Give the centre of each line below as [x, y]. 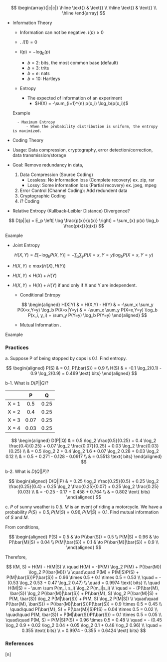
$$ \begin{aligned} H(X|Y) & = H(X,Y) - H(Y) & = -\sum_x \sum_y [87, 304]
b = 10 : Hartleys [44, 78]
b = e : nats [38, 73]
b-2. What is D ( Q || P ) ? [27, 471]
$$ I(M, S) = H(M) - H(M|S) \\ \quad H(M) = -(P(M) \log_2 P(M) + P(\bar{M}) [84, 566]
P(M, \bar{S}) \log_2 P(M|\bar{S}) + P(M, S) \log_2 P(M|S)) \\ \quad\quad [84, 598]
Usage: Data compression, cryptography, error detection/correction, [83, 149]
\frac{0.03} [147, 445]
